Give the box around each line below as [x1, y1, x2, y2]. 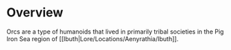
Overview [6, 5, 64, 21]
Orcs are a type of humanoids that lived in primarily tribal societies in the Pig [6, 27, 224, 36]
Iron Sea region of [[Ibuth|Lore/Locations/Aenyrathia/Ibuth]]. [6, 34, 179, 42]
